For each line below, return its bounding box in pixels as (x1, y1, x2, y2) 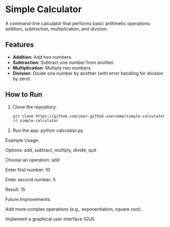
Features (5, 41, 34, 49)
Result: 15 (5, 186, 25, 192)
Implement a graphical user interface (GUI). (5, 216, 96, 222)
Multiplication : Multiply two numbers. (12, 64, 92, 71)
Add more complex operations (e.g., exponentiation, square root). (5, 206, 142, 212)
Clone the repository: (12, 104, 57, 110)
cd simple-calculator (12, 118, 58, 123)
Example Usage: (5, 137, 40, 143)
